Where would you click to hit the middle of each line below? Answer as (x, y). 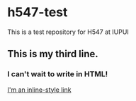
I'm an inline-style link (39, 90)
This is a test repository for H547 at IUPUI (68, 32)
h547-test (38, 12)
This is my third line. (53, 54)
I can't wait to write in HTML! (58, 74)
